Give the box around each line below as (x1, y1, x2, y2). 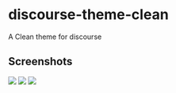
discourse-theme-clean (8, 6, 169, 24)
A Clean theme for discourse (8, 32, 102, 41)
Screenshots (8, 55, 73, 68)
